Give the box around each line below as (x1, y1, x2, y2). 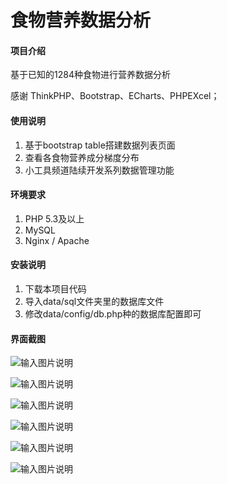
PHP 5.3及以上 (24, 212, 85, 225)
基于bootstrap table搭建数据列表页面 (24, 139, 176, 151)
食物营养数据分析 (10, 9, 152, 32)
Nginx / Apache (24, 234, 90, 246)
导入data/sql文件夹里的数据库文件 (24, 296, 165, 307)
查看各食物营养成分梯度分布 (24, 151, 140, 163)
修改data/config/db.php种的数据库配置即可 (24, 308, 202, 320)
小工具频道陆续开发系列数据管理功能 (24, 164, 175, 176)
